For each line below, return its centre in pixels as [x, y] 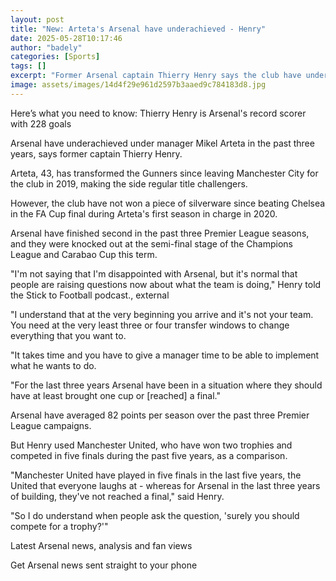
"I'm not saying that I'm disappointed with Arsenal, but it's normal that [154, 273]
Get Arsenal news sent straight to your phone [104, 565]
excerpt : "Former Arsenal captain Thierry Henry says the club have [156, 76]
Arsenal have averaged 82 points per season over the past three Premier [160, 415]
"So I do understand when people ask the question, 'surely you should [155, 515]
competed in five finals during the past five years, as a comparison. [149, 455]
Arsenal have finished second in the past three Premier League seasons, [160, 233]
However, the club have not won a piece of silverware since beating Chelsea [168, 203]
